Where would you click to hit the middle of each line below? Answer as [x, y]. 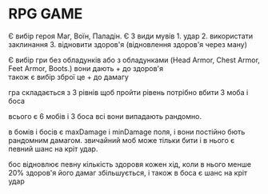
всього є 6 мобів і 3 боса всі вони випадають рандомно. [105, 116]
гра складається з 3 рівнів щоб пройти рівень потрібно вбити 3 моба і [128, 92]
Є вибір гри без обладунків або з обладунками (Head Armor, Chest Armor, [134, 60]
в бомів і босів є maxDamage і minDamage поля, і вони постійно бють [127, 132]
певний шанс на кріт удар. [53, 148]
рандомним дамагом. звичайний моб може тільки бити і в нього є [122, 140]
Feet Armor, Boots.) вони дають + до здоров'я [86, 68]
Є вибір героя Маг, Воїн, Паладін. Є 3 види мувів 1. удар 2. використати [131, 36]
